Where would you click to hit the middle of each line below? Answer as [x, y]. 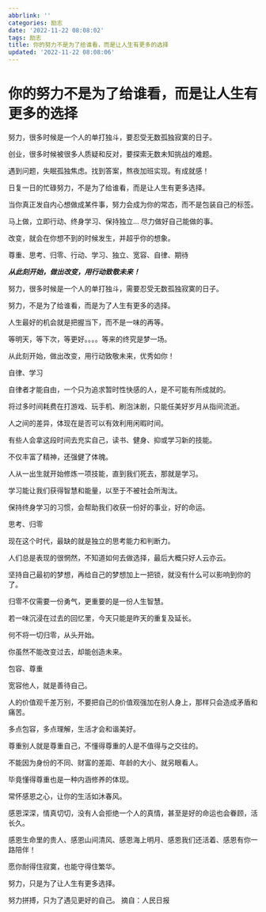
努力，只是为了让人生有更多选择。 [64, 883]
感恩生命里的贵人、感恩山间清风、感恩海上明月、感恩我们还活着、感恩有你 [129, 839]
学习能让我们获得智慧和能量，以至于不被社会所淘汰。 [95, 490]
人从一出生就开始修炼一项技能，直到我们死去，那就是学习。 [105, 473]
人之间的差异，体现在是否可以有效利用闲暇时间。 [88, 423]
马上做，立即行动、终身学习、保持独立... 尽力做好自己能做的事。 [113, 221]
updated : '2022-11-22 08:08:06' [61, 52]
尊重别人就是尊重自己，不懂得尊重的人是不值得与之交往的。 [105, 746]
